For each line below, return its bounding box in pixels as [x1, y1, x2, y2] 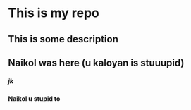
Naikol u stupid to [8, 94, 61, 103]
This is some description [8, 33, 119, 45]
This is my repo [8, 5, 99, 21]
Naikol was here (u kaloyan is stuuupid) [8, 56, 185, 68]
